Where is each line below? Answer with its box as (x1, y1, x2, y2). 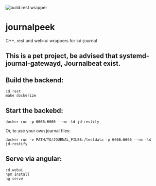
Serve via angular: (5, 155, 62, 163)
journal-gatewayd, (5, 59, 63, 68)
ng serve (5, 176, 23, 181)
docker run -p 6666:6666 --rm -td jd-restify (5, 119, 99, 124)
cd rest (5, 89, 21, 94)
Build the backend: (5, 76, 64, 84)
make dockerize (5, 93, 36, 98)
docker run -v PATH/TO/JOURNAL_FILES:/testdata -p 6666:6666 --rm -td (5, 137, 152, 142)
